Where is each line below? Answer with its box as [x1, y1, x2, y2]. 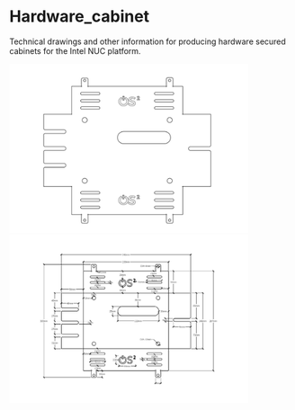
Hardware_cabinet [9, 6, 150, 27]
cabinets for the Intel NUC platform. [9, 45, 141, 56]
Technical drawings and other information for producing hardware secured [9, 36, 286, 47]
